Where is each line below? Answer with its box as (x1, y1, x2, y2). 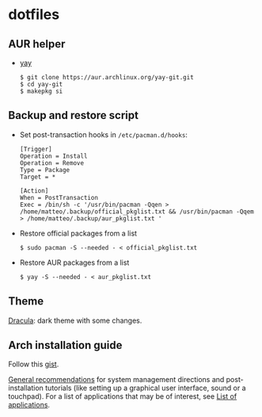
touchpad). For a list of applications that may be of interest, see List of (8, 392, 237, 401)
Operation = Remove (19, 159, 85, 167)
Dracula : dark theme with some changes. (8, 316, 142, 325)
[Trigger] (19, 145, 53, 153)
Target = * (19, 173, 56, 181)
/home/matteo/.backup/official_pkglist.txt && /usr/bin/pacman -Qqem (19, 208, 255, 216)
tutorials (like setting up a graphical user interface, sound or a (44, 383, 247, 393)
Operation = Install (19, 152, 88, 160)
